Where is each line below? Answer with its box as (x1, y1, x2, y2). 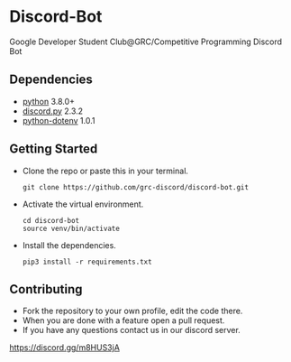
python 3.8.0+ (22, 96, 75, 107)
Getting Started (9, 142, 98, 157)
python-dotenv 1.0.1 (22, 115, 95, 125)
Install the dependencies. (22, 239, 117, 250)
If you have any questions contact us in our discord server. (22, 325, 241, 336)
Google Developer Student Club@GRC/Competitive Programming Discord (9, 36, 282, 47)
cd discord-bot (22, 216, 80, 225)
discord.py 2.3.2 (22, 106, 84, 116)
